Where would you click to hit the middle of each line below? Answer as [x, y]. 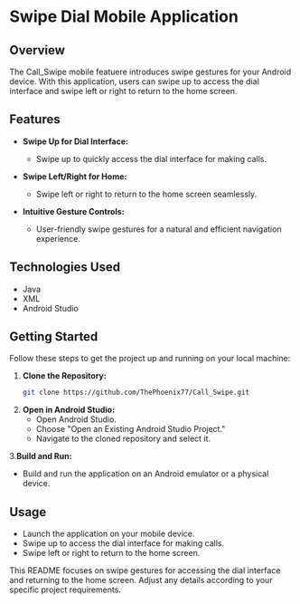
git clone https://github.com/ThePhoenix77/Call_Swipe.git [136, 393]
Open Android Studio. [76, 419]
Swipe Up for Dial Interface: [75, 141]
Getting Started [54, 337]
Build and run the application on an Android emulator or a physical [145, 474]
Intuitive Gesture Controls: [73, 211]
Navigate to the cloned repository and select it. [123, 439]
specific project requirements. [66, 590]
